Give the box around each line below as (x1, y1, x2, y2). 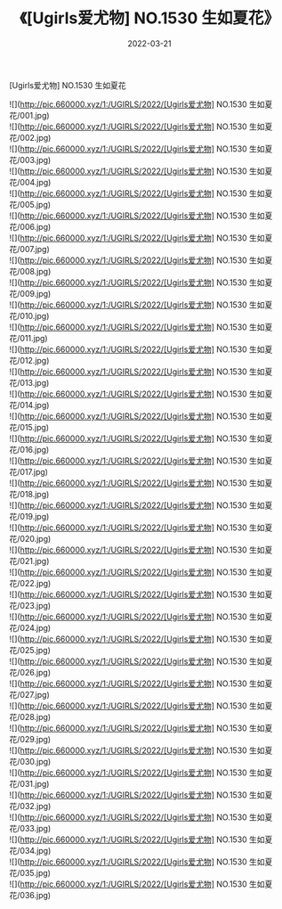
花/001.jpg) (9, 110, 51, 120)
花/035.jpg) (9, 867, 52, 878)
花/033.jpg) (9, 823, 52, 833)
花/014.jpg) (9, 399, 50, 410)
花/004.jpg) (9, 176, 52, 187)
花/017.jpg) (9, 466, 49, 477)
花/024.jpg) (9, 622, 52, 633)
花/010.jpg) (9, 310, 50, 321)
